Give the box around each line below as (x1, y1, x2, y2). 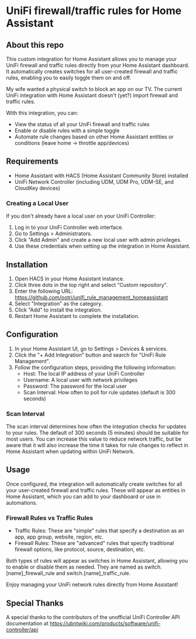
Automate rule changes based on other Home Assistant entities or (14, 133, 174, 140)
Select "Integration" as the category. (14, 300, 103, 307)
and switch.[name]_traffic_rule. (56, 570, 131, 577)
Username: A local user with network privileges (23, 376, 138, 383)
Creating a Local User (6, 199, 69, 207)
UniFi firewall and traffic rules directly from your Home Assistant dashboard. (6, 62, 190, 69)
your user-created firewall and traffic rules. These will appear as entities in (6, 486, 185, 493)
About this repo (6, 40, 64, 50)
